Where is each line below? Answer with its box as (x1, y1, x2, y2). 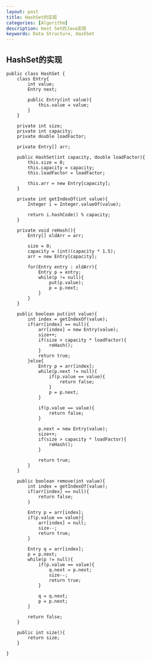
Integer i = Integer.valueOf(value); (27, 201, 121, 207)
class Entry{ (17, 76, 50, 82)
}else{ (27, 358, 44, 364)
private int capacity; (17, 128, 73, 134)
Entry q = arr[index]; (27, 546, 84, 552)
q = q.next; (38, 593, 68, 599)
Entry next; (27, 86, 58, 93)
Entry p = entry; (38, 269, 82, 275)
